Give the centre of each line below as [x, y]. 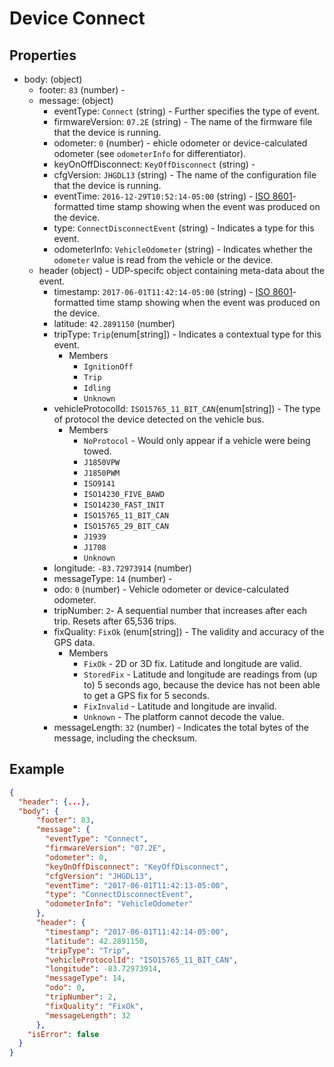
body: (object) [53, 79]
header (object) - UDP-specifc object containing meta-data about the [181, 270]
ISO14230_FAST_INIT [124, 505]
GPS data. [74, 642]
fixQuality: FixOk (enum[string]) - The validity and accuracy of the [189, 631]
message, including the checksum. [125, 738]
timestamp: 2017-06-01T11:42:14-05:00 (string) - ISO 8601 [173, 291]
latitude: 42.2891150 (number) [114, 323]
